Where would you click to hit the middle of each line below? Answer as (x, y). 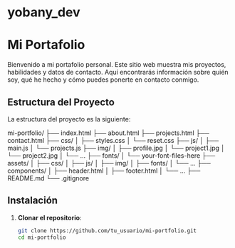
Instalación (33, 201)
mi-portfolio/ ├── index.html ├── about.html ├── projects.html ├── (109, 133)
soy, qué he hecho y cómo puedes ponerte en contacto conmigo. (103, 80)
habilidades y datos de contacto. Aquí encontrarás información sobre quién (118, 72)
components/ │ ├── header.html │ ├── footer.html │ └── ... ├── (104, 171)
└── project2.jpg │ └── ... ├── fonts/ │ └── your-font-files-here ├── (111, 155)
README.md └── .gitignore (48, 178)
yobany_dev (44, 12)
